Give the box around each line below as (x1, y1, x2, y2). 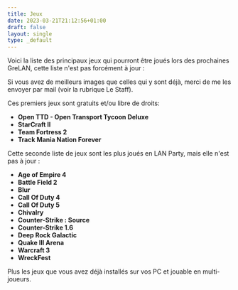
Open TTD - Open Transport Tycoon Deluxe (17, 113, 149, 122)
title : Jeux (7, 10, 43, 18)
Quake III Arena (17, 239, 65, 247)
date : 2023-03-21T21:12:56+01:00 (7, 17, 107, 24)
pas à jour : (7, 157, 40, 166)
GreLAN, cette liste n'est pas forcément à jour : (7, 64, 145, 72)
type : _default (7, 37, 53, 44)
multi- (202, 267, 220, 276)
